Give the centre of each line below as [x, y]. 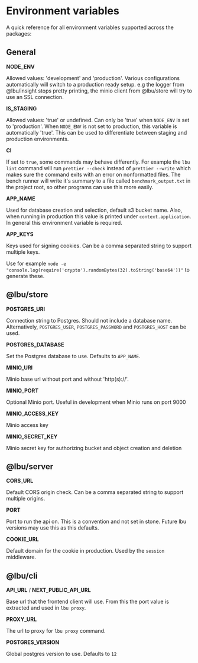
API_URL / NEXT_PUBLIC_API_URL [48, 590]
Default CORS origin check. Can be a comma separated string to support [95, 492]
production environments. [38, 139]
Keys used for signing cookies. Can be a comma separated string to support [99, 246]
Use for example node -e [36, 263]
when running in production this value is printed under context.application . [99, 216]
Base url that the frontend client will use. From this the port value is [88, 602]
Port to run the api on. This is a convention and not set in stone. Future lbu [96, 522]
